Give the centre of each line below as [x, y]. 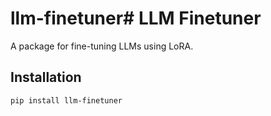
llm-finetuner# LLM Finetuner [136, 18]
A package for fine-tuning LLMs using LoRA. [102, 46]
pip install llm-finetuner [66, 100]
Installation [46, 77]
